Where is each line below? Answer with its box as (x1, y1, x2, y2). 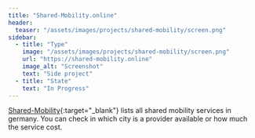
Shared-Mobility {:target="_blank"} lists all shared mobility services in (8, 106, 231, 115)
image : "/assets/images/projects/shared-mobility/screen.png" (22, 48, 230, 56)
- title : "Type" (15, 41, 68, 49)
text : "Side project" (22, 70, 93, 78)
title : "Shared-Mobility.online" (8, 11, 118, 20)
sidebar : (8, 33, 37, 42)
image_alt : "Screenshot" (22, 63, 104, 71)
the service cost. (8, 122, 63, 132)
